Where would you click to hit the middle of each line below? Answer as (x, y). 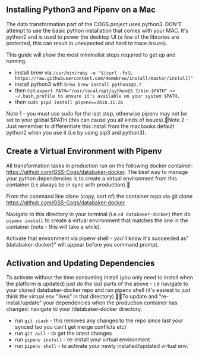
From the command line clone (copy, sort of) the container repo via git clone (99, 196)
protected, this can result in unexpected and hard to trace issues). (87, 43)
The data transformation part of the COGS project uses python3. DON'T (94, 24)
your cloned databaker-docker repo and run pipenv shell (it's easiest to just (98, 290)
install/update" (24, 303)
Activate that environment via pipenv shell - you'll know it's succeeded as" (97, 238)
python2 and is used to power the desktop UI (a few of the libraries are (93, 37)
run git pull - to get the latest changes (63, 334)
